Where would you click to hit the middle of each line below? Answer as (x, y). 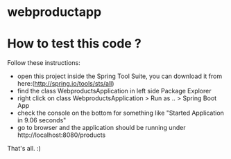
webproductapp (54, 12)
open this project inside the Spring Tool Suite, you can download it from (120, 76)
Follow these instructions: (44, 63)
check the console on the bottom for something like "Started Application (120, 113)
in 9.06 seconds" (42, 120)
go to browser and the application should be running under (101, 128)
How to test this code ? (75, 44)
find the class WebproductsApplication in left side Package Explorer (114, 91)
